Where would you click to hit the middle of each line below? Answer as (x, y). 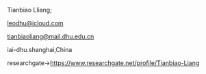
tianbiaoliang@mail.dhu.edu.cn (51, 36)
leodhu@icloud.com (35, 23)
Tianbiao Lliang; (30, 10)
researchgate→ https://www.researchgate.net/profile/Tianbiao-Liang (103, 63)
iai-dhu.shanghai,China (40, 50)
